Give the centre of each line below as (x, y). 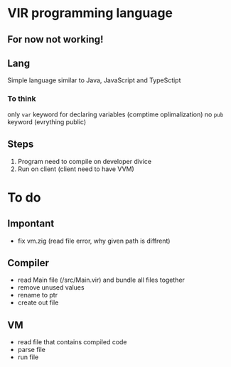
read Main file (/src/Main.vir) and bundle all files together (101, 280)
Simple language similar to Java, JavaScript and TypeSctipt (94, 80)
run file (28, 357)
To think (22, 99)
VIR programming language (90, 13)
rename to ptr (38, 295)
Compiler (28, 263)
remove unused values (51, 287)
